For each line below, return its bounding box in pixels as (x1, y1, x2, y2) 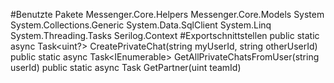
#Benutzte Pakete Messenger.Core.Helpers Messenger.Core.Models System (10, 9, 325, 20)
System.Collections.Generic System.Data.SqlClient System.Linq (10, 19, 272, 31)
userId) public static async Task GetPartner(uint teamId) (10, 62, 242, 73)
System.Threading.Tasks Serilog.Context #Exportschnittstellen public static (10, 30, 320, 41)
